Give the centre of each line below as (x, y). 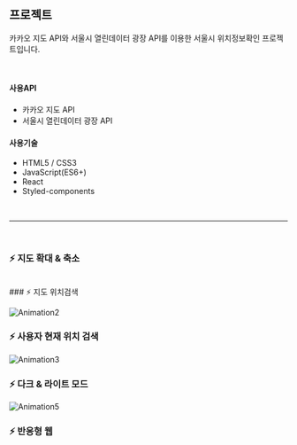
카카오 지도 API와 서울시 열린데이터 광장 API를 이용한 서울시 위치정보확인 (135, 38)
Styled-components (58, 191)
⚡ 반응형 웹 (31, 432)
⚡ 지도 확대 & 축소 (45, 259)
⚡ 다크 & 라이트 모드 (49, 384)
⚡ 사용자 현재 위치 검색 (54, 337)
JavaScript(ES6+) (54, 172)
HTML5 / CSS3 (49, 163)
